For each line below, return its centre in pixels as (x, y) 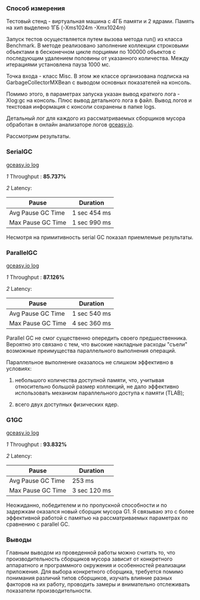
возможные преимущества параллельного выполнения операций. (91, 350)
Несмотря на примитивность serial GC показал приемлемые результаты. (100, 237)
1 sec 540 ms (92, 313)
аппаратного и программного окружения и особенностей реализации (96, 565)
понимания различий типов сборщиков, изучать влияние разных (89, 578)
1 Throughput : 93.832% (37, 444)
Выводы (19, 540)
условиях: (19, 368)
